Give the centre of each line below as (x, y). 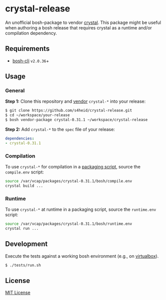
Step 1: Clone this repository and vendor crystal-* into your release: (75, 101)
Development (27, 244)
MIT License (18, 293)
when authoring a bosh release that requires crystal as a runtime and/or (79, 27)
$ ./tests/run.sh (23, 265)
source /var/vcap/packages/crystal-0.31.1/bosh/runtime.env (69, 224)
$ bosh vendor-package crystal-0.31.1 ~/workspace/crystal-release (77, 120)
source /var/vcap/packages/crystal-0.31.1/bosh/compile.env (69, 181)
